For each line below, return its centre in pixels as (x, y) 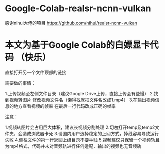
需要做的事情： (20, 83)
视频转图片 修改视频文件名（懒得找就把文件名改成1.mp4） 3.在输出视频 (82, 100)
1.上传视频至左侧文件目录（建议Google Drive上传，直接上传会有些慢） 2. (80, 93)
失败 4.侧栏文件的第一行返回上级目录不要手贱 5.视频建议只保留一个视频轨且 (82, 140)
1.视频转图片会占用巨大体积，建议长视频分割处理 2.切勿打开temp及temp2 (80, 127)
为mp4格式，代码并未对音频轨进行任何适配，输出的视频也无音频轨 (73, 146)
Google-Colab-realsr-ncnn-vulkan (78, 9)
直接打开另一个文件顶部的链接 (36, 72)
